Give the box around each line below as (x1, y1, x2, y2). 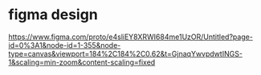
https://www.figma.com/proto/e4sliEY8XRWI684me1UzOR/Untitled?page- (8, 32, 253, 41)
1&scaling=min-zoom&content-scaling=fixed (8, 57, 156, 67)
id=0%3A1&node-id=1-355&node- (8, 40, 121, 49)
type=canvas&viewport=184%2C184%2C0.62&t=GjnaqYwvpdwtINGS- (8, 49, 243, 58)
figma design (8, 6, 98, 24)
